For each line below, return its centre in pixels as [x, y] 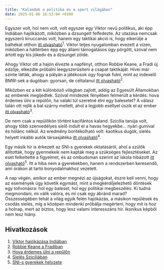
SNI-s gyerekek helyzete [37, 262]
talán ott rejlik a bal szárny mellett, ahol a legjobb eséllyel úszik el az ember [81, 105]
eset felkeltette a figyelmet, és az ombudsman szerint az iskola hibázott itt [80, 157]
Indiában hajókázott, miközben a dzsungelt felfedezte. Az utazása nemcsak [81, 33]
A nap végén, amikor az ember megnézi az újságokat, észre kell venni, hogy [82, 178]
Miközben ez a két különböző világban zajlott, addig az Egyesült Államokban [82, 90]
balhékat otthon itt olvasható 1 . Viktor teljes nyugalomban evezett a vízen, [78, 44]
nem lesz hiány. [21, 214]
